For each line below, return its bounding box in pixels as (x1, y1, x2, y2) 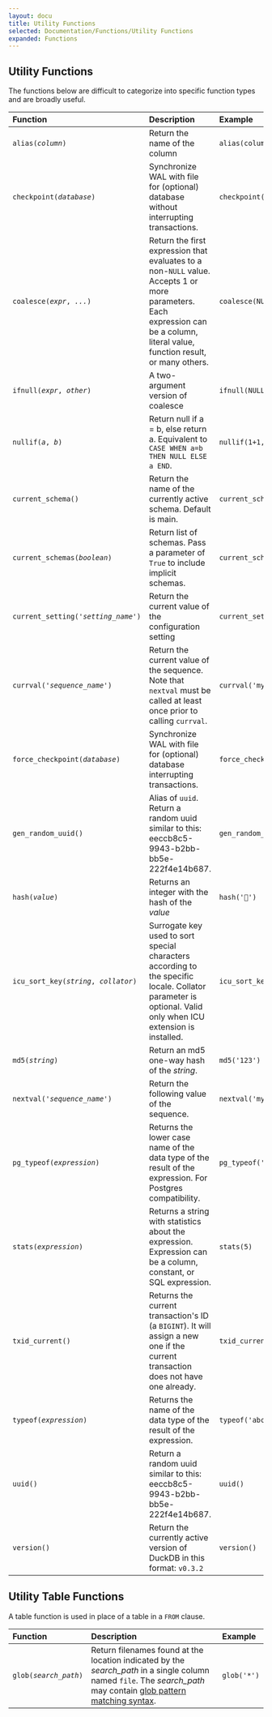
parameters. (148, 296, 196, 307)
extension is (148, 1021, 195, 1033)
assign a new (148, 1330, 199, 1342)
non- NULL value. (148, 265, 210, 276)
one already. (148, 1381, 197, 1393)
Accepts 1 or (148, 276, 198, 287)
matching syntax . (91, 1695, 156, 1706)
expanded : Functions (8, 34, 79, 43)
